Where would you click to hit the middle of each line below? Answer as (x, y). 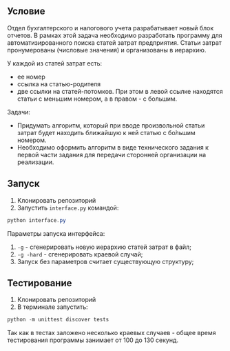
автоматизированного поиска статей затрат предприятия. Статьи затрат (115, 42)
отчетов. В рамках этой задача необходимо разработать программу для (115, 35)
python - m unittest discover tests (58, 320)
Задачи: (19, 112)
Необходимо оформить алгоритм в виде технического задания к (113, 147)
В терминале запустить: (52, 307)
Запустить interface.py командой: (68, 208)
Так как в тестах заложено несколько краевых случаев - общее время (112, 333)
